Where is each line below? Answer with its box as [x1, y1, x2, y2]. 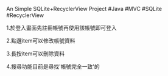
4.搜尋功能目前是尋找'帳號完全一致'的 [6, 63, 100, 70]
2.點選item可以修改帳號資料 [6, 37, 75, 44]
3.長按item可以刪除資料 [6, 50, 65, 57]
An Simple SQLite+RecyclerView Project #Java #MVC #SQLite [6, 5, 163, 12]
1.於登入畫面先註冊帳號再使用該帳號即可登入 [6, 24, 117, 31]
